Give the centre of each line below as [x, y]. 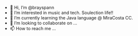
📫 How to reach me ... [33, 28]
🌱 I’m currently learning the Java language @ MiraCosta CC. [71, 18]
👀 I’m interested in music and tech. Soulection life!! [62, 13]
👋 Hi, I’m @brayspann [32, 8]
